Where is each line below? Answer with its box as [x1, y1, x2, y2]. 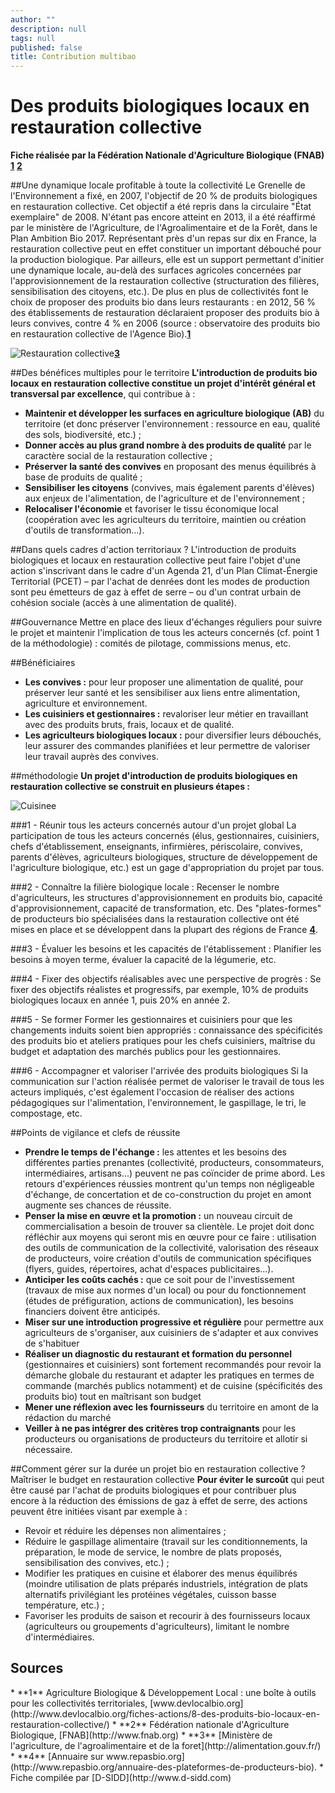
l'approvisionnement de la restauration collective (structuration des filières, [10, 275, 320, 287]
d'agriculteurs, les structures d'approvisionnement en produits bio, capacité [10, 892, 323, 904]
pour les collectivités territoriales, [10, 1697, 148, 1709]
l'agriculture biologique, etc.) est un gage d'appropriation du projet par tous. [10, 862, 325, 874]
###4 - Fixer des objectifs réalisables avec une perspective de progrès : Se [10, 973, 322, 985]
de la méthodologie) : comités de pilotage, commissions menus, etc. [10, 637, 292, 650]
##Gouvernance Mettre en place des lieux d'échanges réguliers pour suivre [10, 616, 323, 628]
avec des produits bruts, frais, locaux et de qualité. [24, 719, 235, 731]
